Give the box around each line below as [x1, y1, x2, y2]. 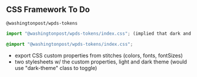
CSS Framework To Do [6, 5, 90, 15]
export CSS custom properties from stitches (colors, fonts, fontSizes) [14, 52, 183, 59]
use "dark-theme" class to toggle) [14, 64, 97, 71]
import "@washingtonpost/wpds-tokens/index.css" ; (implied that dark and [6, 31, 192, 36]
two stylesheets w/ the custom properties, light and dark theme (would [14, 58, 188, 65]
